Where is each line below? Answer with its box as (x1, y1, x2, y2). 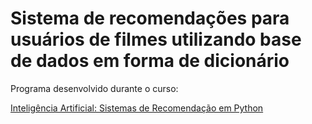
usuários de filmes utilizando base (10, 28, 302, 51)
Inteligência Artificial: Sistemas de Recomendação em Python (10, 102, 264, 114)
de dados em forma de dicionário (10, 50, 290, 72)
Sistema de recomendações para (10, 7, 290, 30)
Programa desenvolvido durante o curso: (10, 82, 179, 94)
